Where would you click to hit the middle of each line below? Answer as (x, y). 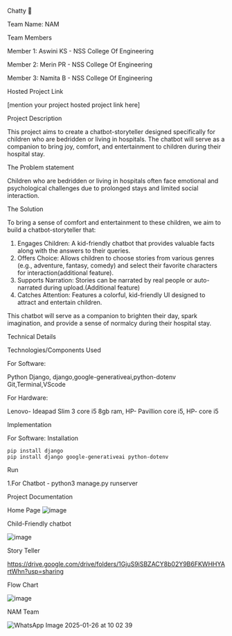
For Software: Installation (43, 438)
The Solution (25, 209)
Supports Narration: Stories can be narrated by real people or (105, 280)
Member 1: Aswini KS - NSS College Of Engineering (81, 51)
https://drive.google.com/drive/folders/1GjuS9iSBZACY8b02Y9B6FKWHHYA (116, 564)
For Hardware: (28, 398)
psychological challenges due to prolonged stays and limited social (103, 188)
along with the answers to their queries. (74, 251)
